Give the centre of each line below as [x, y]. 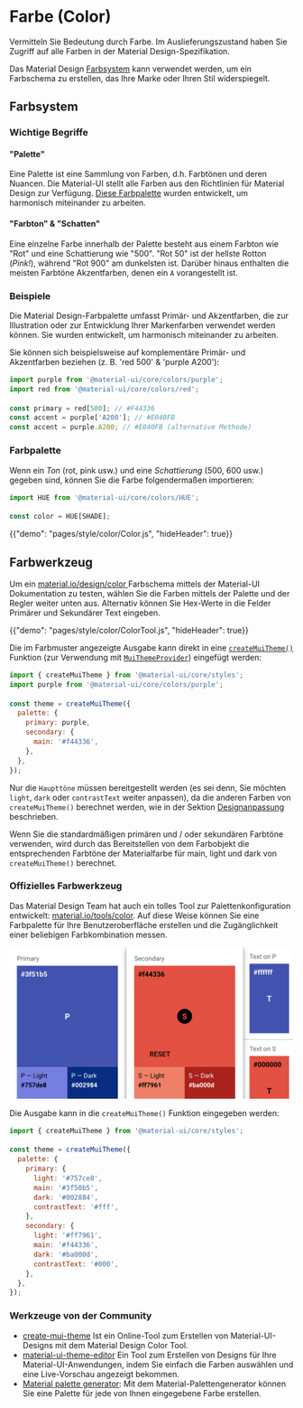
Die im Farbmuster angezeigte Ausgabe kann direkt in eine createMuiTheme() [151, 647]
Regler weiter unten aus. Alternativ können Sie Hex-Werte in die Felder [140, 603]
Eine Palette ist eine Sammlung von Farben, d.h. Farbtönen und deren [138, 174]
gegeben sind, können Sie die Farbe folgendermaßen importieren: [132, 480]
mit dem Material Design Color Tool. [122, 1345]
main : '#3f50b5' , [66, 1187]
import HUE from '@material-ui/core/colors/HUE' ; [105, 497]
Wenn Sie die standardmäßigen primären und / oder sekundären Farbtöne [147, 834]
